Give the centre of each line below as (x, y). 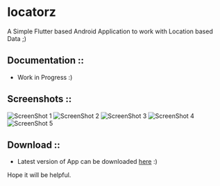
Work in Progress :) (45, 77)
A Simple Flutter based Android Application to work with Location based (110, 31)
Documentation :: (46, 61)
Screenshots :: (40, 99)
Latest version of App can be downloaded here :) (87, 162)
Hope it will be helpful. (39, 175)
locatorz (32, 12)
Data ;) (17, 38)
